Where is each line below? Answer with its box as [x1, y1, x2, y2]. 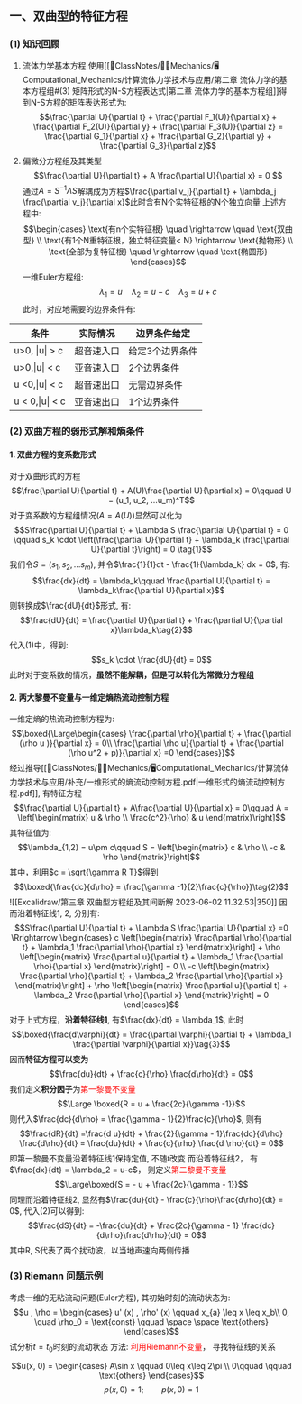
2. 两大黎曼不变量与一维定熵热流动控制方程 [9, 692, 169, 702]
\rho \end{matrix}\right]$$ [102, 851, 201, 863]
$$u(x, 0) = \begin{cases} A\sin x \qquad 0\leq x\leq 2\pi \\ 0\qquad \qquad [11, 1361, 292, 1372]
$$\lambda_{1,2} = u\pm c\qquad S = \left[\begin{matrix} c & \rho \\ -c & [17, 842, 286, 853]
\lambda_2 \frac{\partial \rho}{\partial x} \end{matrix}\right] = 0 [33, 990, 270, 1001]
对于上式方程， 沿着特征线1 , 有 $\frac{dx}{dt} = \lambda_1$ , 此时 [9, 1014, 244, 1025]
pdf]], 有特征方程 [19, 788, 83, 799]
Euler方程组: [38, 271, 84, 282]
